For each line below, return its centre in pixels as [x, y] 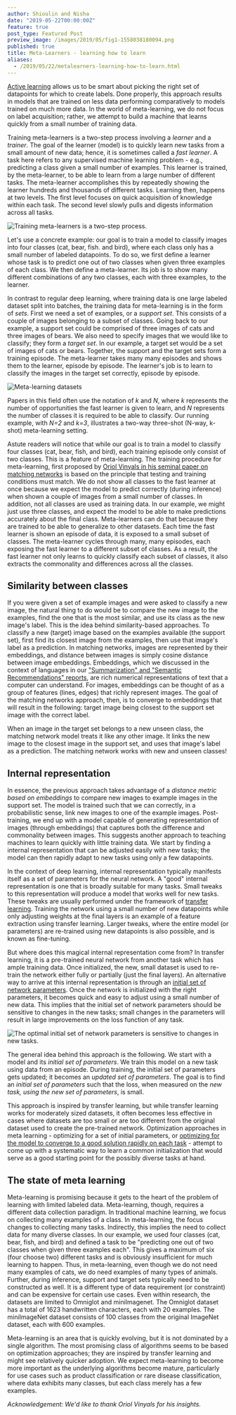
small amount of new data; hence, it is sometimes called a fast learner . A [112, 152]
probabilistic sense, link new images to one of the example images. [104, 813]
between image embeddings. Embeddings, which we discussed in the [108, 662]
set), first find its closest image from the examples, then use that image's [113, 640]
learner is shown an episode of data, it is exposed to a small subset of [108, 533]
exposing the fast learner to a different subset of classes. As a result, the [112, 549]
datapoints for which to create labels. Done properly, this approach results [115, 94]
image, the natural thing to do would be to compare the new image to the [113, 610]
